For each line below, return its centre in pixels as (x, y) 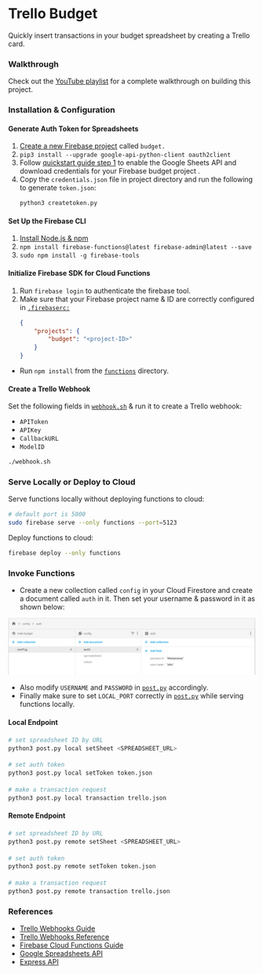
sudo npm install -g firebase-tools (79, 256)
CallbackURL (39, 439)
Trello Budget (53, 14)
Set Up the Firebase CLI (47, 221)
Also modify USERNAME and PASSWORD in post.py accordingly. (114, 687)
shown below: (42, 607)
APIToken (34, 422)
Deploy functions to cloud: (51, 538)
